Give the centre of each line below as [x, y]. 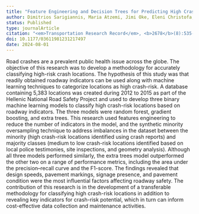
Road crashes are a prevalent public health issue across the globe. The [93, 61]
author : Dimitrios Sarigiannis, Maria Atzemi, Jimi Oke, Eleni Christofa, [100, 17]
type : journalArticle [33, 28]
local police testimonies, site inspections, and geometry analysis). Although [98, 149]
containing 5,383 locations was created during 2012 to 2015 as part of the [96, 93]
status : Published [29, 22]
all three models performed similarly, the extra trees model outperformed [95, 155]
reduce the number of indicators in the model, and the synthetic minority [95, 124]
